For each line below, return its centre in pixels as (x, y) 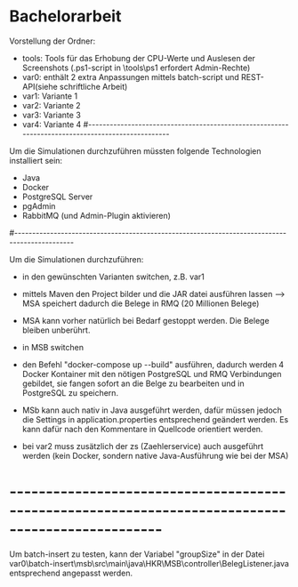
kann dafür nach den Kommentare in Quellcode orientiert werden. (142, 429)
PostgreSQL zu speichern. (70, 392)
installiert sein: (36, 160)
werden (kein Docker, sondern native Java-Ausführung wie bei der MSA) (155, 455)
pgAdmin (39, 205)
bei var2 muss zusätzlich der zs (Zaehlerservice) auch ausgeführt (143, 446)
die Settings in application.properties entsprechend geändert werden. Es (155, 419)
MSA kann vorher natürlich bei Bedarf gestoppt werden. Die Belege (145, 320)
